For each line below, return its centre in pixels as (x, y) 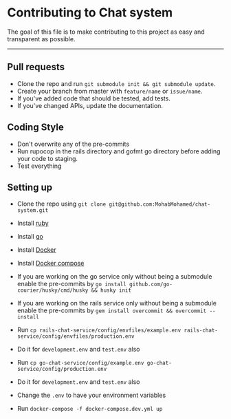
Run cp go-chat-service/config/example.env (80, 363)
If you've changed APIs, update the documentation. (90, 105)
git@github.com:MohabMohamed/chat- (160, 204)
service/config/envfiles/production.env (76, 336)
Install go (30, 237)
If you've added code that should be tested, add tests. (93, 98)
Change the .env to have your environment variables (91, 395)
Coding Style (35, 128)
